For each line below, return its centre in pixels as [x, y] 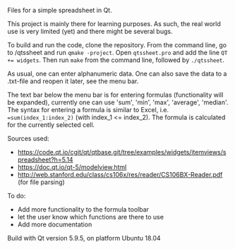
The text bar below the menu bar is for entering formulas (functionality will [115, 95]
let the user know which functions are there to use [91, 217]
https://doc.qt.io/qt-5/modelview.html [72, 167]
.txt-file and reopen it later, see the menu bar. [73, 81]
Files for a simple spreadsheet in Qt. [60, 10]
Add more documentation [55, 224]
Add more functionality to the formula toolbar [83, 209]
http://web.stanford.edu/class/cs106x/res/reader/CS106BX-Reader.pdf [120, 175]
